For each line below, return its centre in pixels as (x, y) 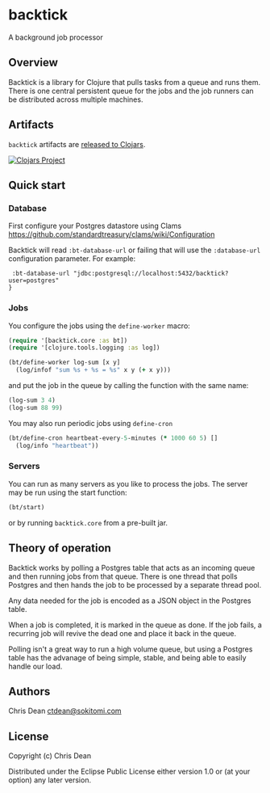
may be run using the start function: (68, 492)
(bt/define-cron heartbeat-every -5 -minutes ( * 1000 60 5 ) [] (113, 438)
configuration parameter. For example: (72, 259)
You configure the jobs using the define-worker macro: (100, 326)
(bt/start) (27, 507)
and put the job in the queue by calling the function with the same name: (129, 386)
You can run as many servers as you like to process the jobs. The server (128, 483)
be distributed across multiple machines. (76, 99)
